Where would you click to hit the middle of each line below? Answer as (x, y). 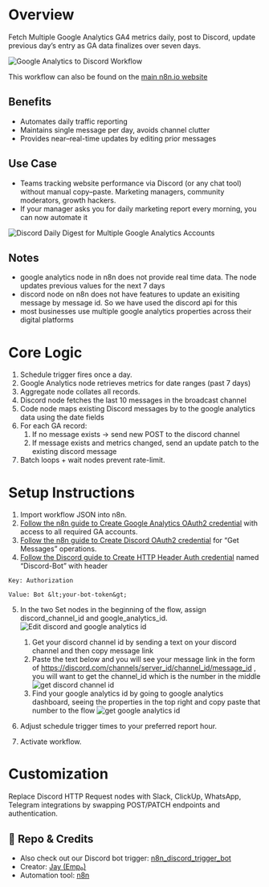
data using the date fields (62, 417)
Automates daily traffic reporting (74, 121)
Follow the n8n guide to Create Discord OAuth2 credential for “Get (129, 541)
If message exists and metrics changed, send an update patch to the (145, 443)
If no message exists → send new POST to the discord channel (136, 435)
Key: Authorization (41, 581)
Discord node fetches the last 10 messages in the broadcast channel (133, 400)
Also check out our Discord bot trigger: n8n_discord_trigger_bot (125, 858)
